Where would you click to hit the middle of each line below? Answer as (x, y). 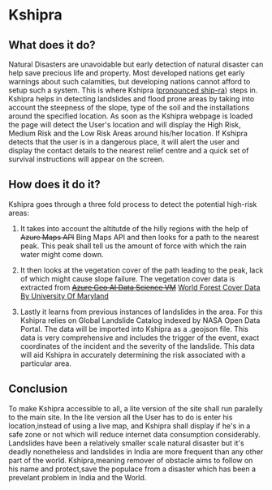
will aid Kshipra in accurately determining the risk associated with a (133, 355)
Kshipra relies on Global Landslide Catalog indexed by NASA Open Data (140, 320)
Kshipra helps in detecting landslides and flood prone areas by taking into (132, 99)
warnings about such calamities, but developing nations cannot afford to (130, 82)
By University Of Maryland (65, 296)
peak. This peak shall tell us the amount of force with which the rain (133, 246)
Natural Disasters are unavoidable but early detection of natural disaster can (136, 64)
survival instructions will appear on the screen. (86, 159)
